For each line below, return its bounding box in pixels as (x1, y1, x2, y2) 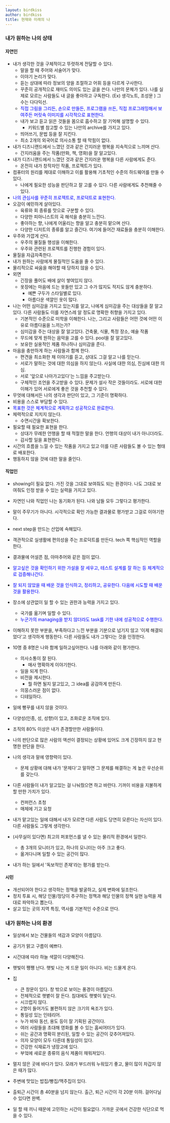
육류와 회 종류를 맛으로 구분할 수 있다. (20, 207, 95, 213)
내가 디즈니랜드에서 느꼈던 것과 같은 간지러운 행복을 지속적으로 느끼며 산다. (12, 143, 161, 149)
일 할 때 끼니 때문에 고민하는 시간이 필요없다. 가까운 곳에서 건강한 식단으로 (12, 1106, 159, 1112)
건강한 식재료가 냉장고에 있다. (20, 1043, 79, 1050)
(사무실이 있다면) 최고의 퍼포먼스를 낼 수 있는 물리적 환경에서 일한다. (12, 833, 147, 840)
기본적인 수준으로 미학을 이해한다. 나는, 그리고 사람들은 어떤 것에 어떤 (20, 316, 157, 322)
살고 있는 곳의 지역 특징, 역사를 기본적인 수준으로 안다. (12, 905, 120, 911)
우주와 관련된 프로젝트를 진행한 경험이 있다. (20, 245, 106, 251)
